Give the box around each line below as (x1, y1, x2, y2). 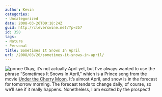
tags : (5, 35, 16, 39)
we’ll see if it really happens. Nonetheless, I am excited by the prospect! (5, 86, 151, 93)
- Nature (5, 39, 23, 44)
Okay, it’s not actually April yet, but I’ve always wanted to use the (24, 66, 156, 72)
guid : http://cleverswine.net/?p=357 (5, 25, 82, 30)
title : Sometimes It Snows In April (5, 48, 80, 53)
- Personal (5, 43, 27, 48)
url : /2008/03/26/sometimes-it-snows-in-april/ (5, 52, 105, 58)
